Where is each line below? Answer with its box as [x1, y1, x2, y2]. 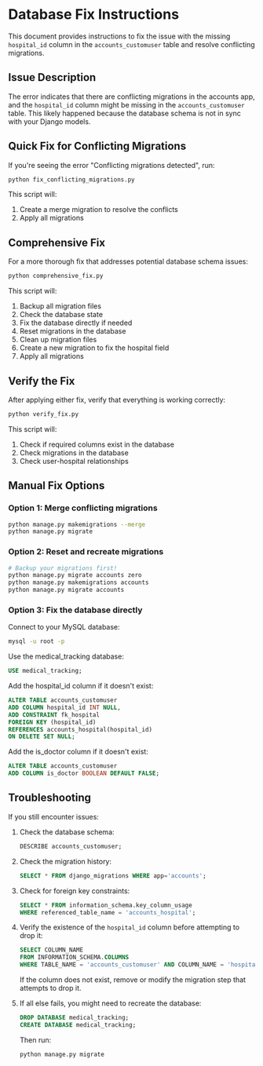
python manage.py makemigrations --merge [8, 520, 146, 528]
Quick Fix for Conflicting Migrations [8, 140, 187, 153]
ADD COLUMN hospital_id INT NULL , [8, 703, 122, 711]
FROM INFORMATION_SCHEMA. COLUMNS [19, 954, 130, 962]
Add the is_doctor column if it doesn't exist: [8, 747, 149, 757]
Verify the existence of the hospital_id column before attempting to [19, 922, 240, 932]
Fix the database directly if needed [19, 318, 133, 327]
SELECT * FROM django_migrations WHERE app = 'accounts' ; [19, 871, 206, 880]
